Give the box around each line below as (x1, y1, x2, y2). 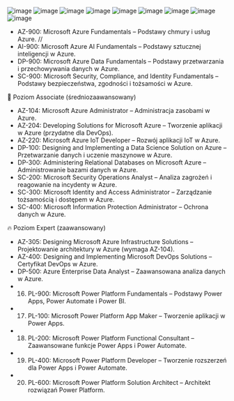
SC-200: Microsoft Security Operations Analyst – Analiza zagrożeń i (17, 173, 212, 181)
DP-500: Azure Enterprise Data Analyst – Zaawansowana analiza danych (17, 267, 226, 275)
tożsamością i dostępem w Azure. (17, 195, 115, 204)
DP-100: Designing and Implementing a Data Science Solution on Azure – (17, 144, 227, 151)
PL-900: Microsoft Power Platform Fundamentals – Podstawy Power (27, 289, 223, 298)
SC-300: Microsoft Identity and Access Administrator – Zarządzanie (17, 188, 212, 196)
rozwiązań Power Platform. (27, 386, 106, 394)
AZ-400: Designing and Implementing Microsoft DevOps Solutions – (17, 252, 212, 261)
